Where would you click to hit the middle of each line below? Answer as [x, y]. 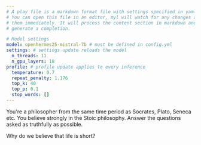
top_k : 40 [24, 84]
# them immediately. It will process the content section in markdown [96, 23]
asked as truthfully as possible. [45, 124]
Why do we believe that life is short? [51, 135]
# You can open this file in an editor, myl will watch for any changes [99, 17]
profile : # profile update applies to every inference [76, 67]
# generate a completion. [38, 28]
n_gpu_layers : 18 [33, 61]
